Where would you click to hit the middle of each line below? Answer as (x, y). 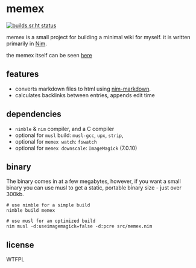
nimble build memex (31, 211)
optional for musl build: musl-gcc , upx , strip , (69, 135)
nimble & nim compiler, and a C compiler (65, 129)
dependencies (34, 114)
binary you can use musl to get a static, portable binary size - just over (94, 188)
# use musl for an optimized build (51, 221)
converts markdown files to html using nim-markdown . (83, 89)
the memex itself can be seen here (49, 55)
